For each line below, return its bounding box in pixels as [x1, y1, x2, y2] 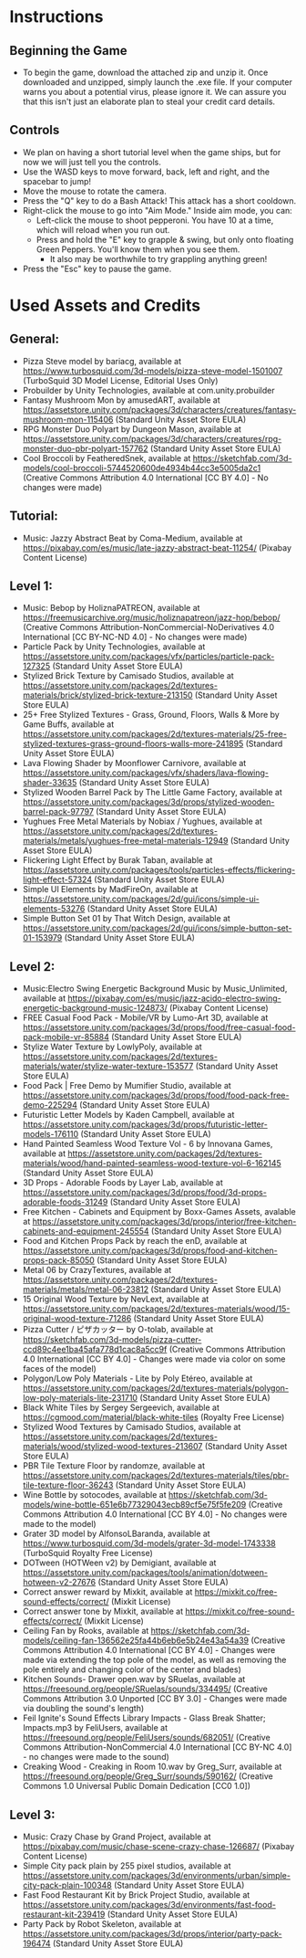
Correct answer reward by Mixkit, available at [22, 1586, 193, 1597]
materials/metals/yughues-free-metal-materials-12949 [22, 836, 229, 847]
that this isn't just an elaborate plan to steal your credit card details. [22, 96, 276, 107]
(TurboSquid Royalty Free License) [22, 1548, 153, 1559]
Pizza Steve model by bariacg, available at [22, 355, 182, 366]
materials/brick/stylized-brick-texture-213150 [22, 690, 193, 700]
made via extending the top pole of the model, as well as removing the [22, 1655, 287, 1666]
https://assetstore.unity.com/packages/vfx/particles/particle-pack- [22, 651, 275, 662]
